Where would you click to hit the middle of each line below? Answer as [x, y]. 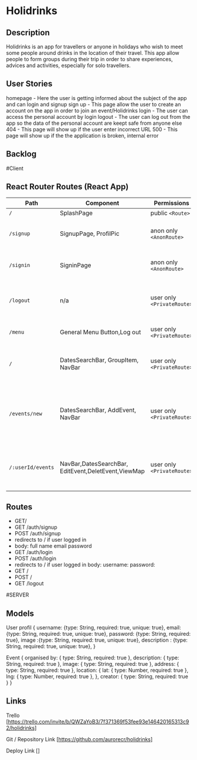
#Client [15, 168]
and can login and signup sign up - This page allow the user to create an [94, 104]
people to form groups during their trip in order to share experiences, [89, 59]
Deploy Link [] [23, 751]
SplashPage [76, 213]
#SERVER [18, 595]
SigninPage [75, 265]
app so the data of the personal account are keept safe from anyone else [94, 123]
